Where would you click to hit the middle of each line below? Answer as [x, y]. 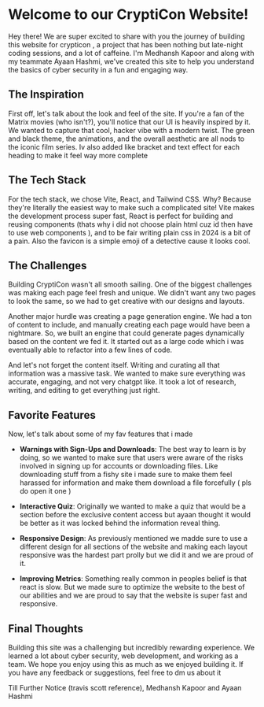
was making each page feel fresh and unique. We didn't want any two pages [132, 293]
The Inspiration [46, 95]
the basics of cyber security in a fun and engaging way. [98, 69]
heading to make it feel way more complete [78, 155]
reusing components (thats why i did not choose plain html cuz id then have [131, 224]
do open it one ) [45, 491]
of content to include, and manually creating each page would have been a [129, 325]
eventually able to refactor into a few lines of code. [90, 350]
